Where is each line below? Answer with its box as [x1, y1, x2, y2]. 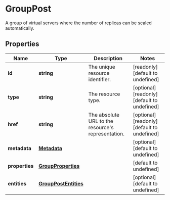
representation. [88, 130, 125, 137]
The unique [88, 63, 115, 70]
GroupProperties [38, 162, 80, 169]
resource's [88, 124, 114, 131]
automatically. [5, 25, 34, 31]
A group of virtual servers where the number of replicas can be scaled [5, 20, 152, 26]
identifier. [88, 76, 111, 83]
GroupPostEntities [38, 180, 83, 187]
